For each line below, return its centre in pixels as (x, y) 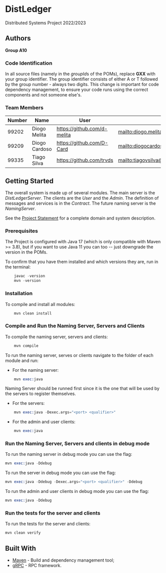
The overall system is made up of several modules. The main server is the (80, 193)
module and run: (22, 360)
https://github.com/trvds (85, 160)
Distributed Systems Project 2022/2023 (46, 23)
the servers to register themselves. (41, 394)
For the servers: (28, 403)
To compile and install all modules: (40, 304)
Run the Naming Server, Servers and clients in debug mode (77, 443)
